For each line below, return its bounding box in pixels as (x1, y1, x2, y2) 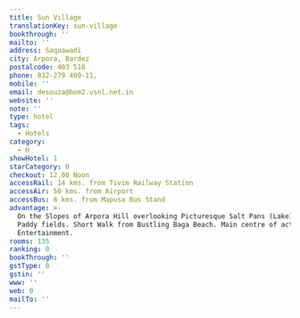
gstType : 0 (9, 262, 50, 271)
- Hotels (17, 129, 50, 138)
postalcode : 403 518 (9, 63, 87, 72)
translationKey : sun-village (9, 21, 118, 30)
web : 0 (9, 286, 34, 295)
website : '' (9, 95, 54, 105)
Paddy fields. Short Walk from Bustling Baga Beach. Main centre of (17, 220, 278, 229)
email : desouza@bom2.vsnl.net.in (9, 87, 134, 96)
